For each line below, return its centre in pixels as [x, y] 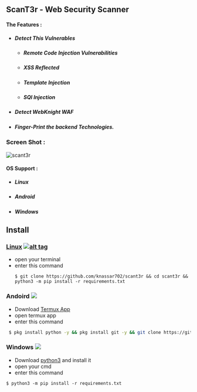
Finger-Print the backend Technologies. [64, 127]
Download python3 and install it [53, 360]
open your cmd [33, 366]
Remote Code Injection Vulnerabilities [71, 53]
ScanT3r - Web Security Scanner [67, 10]
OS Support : [22, 168]
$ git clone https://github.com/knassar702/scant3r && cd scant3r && [101, 276]
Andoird [18, 296]
